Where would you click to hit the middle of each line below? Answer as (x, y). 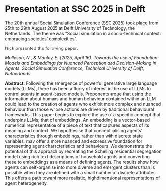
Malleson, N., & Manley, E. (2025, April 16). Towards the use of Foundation (81, 57)
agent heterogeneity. (27, 183)
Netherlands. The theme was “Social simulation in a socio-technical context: (83, 33)
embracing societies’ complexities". (41, 39)
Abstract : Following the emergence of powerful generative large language (81, 83)
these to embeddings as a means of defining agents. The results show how (82, 162)
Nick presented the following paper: (42, 48)
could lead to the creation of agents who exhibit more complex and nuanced (83, 104)
